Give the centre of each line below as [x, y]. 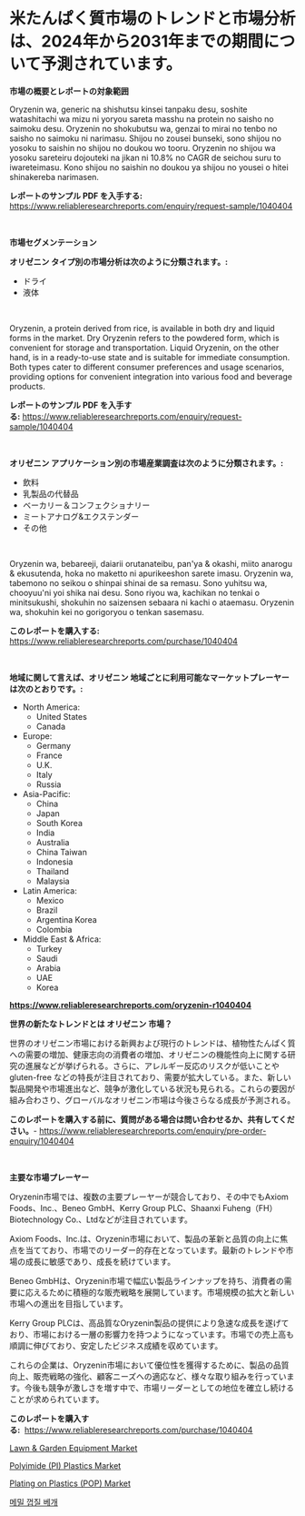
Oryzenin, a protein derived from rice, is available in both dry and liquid [142, 328]
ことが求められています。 [57, 1399]
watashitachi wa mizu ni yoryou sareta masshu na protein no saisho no [142, 118]
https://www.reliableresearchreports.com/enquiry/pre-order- [153, 1130]
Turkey [49, 948]
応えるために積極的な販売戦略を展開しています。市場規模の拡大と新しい [160, 1292]
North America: [51, 707]
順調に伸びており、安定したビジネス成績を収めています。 [116, 1345]
